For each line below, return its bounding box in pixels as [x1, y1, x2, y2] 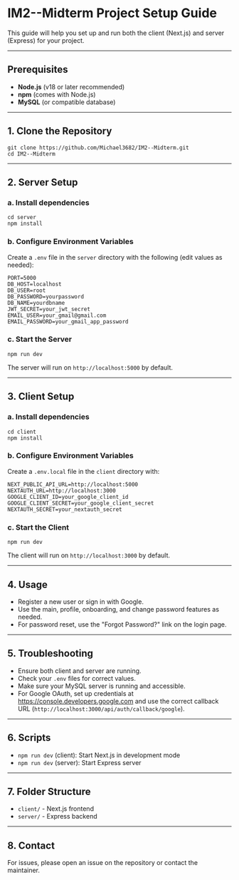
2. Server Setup [7, 176, 78, 188]
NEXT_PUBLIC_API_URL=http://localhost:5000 [7, 480, 139, 488]
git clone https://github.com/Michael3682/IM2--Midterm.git [7, 144, 190, 151]
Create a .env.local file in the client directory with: [7, 467, 160, 475]
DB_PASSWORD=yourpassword [7, 293, 84, 300]
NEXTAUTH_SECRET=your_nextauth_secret [7, 505, 122, 513]
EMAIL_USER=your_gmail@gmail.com [7, 312, 107, 319]
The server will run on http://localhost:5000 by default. [7, 363, 173, 372]
